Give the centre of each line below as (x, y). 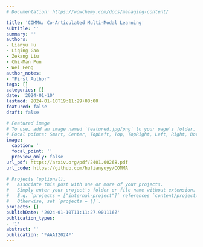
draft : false (23, 112)
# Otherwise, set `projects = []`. (54, 201)
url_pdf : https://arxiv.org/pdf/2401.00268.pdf (67, 162)
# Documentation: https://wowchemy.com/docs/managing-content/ (88, 12)
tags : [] (17, 84)
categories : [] (25, 90)
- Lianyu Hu (21, 45)
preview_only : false (37, 157)
